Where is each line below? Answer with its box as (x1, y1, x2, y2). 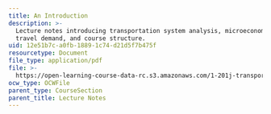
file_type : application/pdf (8, 57, 103, 65)
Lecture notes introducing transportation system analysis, (15, 26, 222, 35)
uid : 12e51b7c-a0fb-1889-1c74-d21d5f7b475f (8, 42, 157, 50)
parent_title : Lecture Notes (8, 94, 106, 102)
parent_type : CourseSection (8, 86, 103, 95)
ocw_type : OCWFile (8, 79, 70, 87)
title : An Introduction (8, 11, 89, 20)
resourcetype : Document (8, 49, 89, 57)
